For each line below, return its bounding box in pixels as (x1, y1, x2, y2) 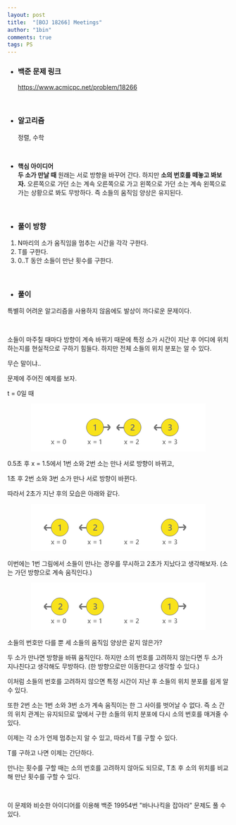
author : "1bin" (7, 26, 52, 33)
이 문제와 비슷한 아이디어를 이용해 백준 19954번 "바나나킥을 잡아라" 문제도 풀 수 (7, 801, 227, 809)
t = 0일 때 (7, 389, 35, 398)
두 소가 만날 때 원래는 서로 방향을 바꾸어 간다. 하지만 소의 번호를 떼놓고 (17, 170, 210, 179)
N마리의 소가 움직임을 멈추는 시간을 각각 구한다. (17, 239, 149, 247)
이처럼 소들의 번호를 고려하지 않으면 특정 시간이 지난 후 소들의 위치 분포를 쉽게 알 (7, 678, 229, 686)
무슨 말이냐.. (7, 359, 42, 368)
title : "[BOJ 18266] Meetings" (7, 18, 102, 26)
